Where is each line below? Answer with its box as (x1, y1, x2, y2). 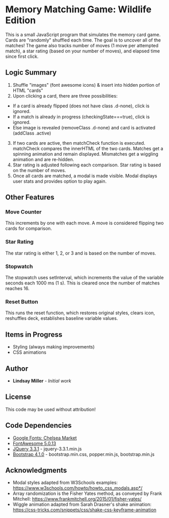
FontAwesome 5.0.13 (12, 440, 56, 446)
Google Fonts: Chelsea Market (12, 435, 77, 441)
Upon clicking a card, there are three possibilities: (12, 92, 118, 99)
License (5, 393, 31, 401)
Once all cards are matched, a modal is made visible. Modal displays (12, 172, 157, 179)
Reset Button (5, 298, 38, 305)
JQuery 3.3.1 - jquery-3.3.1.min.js (12, 446, 82, 452)
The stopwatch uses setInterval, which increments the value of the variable (5, 275, 164, 281)
